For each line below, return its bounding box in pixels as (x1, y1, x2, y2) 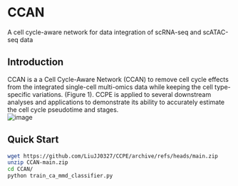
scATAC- (202, 28, 229, 36)
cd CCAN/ (7, 165, 33, 173)
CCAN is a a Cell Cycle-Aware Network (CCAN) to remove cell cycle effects (7, 75, 229, 83)
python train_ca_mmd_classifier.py (7, 172, 113, 180)
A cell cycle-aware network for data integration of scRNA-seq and (7, 28, 202, 36)
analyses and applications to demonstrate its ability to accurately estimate (7, 98, 225, 106)
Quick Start (7, 133, 59, 146)
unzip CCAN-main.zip (7, 159, 69, 166)
